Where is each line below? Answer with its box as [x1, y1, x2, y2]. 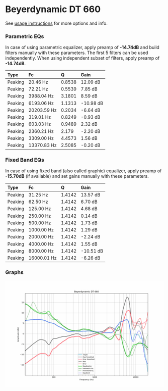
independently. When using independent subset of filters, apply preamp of [5, 55, 160, 61]
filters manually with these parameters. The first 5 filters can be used [5, 50, 148, 56]
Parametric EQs [5, 33, 44, 40]
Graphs [5, 269, 24, 276]
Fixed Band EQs [5, 156, 44, 163]
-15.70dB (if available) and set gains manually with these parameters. [5, 173, 149, 179]
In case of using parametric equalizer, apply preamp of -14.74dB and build [5, 44, 159, 51]
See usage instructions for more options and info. [5, 20, 108, 26]
